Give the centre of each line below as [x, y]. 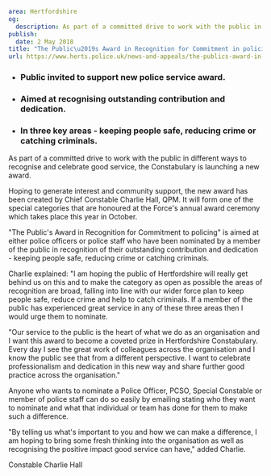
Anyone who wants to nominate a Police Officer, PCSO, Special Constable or [135, 390]
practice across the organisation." [65, 375]
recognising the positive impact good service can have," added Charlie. [127, 449]
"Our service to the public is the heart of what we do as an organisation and [134, 332]
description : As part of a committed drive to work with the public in [139, 27]
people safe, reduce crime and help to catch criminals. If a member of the [131, 299]
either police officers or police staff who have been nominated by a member [135, 241]
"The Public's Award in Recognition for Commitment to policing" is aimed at [134, 232]
